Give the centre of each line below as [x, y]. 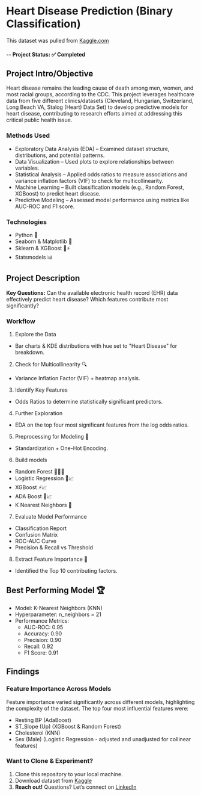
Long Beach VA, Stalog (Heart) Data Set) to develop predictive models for [97, 107]
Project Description [43, 278]
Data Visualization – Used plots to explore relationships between [94, 161]
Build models [31, 460]
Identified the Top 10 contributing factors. [66, 571]
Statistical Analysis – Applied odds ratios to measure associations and [101, 174]
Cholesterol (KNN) [37, 733]
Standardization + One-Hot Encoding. [61, 448]
